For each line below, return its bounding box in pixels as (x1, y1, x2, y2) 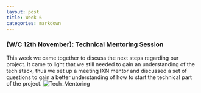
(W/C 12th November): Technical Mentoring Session (6, 40, 164, 49)
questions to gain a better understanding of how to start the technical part (6, 74, 192, 81)
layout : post (6, 9, 40, 15)
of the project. (6, 80, 42, 87)
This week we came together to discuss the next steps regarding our (6, 54, 179, 61)
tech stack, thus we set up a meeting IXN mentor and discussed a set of (6, 67, 187, 74)
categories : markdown (6, 20, 62, 26)
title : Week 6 (6, 15, 43, 21)
